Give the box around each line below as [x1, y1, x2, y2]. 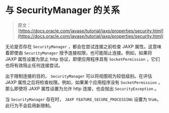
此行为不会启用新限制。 [5, 102, 54, 108]
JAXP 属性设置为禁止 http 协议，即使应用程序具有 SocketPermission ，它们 [5, 56, 160, 62]
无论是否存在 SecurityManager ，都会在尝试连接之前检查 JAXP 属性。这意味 [5, 43, 162, 49]
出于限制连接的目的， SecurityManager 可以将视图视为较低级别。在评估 [5, 73, 152, 79]
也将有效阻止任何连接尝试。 [5, 62, 63, 68]
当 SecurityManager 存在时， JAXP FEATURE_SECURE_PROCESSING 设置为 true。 [5, 96, 161, 102]
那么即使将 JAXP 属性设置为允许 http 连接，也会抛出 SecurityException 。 [5, 85, 159, 91]
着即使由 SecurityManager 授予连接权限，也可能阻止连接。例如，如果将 [5, 50, 152, 56]
